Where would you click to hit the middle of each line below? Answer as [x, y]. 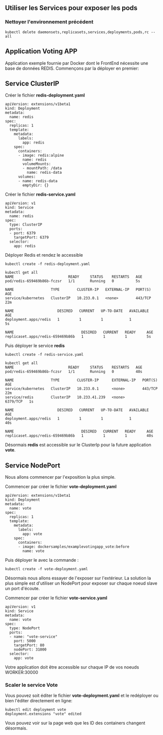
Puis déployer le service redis [35, 346]
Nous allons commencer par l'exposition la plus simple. [60, 477]
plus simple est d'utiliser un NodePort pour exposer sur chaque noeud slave [81, 583]
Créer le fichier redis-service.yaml [40, 194]
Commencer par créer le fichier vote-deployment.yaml [61, 487]
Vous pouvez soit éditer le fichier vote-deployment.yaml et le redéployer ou [82, 695]
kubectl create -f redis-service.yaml [44, 355]
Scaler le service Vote [31, 685]
